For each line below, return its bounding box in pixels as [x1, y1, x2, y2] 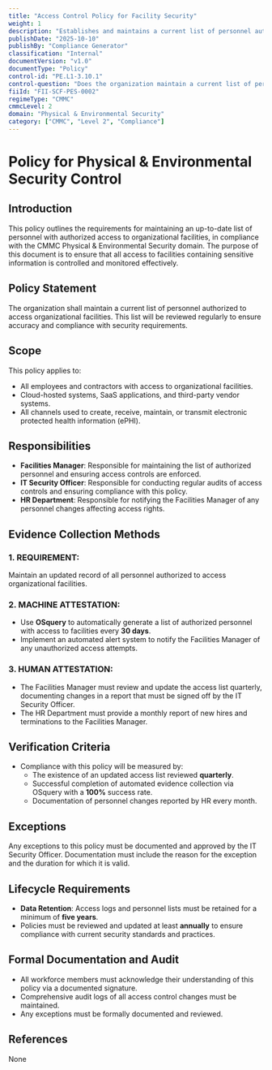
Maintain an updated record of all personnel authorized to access [8, 570, 227, 580]
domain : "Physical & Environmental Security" [8, 110, 164, 119]
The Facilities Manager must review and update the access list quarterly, [19, 682, 263, 692]
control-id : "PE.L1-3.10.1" [8, 72, 104, 80]
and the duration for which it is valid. [8, 858, 130, 869]
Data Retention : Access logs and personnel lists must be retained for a [19, 904, 257, 913]
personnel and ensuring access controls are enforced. [19, 469, 202, 479]
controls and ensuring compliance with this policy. [19, 486, 188, 496]
